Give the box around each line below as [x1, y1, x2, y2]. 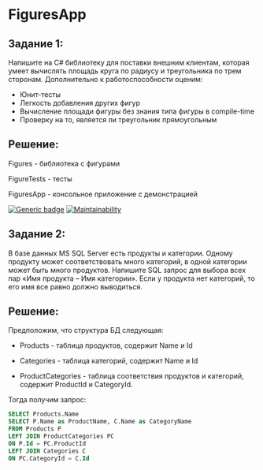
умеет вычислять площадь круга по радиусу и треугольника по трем [8, 66, 242, 76]
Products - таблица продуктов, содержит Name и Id [19, 341, 193, 350]
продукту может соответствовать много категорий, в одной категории [8, 256, 248, 266]
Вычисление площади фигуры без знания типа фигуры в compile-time [19, 106, 254, 116]
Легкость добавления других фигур [19, 99, 140, 107]
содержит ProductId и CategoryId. [19, 380, 133, 390]
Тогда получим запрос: [8, 395, 87, 405]
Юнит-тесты [19, 90, 61, 99]
